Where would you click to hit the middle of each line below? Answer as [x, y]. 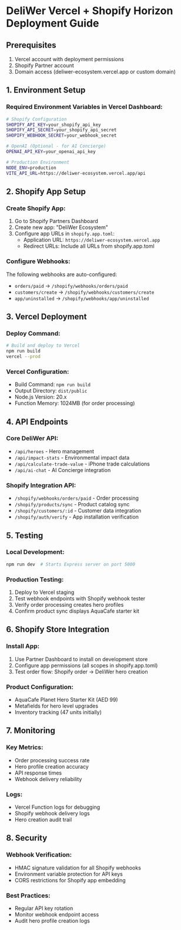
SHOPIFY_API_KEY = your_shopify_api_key [53, 125]
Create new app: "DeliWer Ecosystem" [61, 227]
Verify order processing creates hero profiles [69, 605]
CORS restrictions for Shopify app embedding [70, 880]
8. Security [27, 838]
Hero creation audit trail [43, 819]
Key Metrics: [25, 748]
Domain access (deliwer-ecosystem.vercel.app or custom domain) [95, 72]
